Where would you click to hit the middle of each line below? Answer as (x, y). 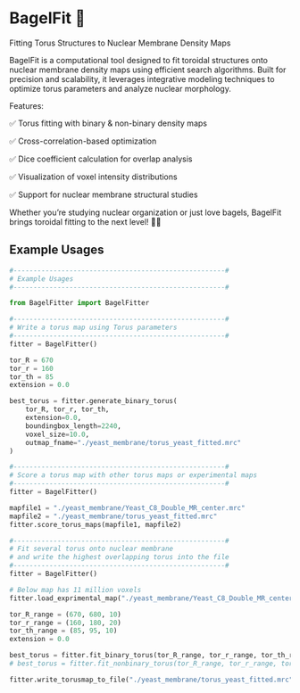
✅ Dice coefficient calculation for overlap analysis (101, 159)
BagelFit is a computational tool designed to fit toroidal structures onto (138, 60)
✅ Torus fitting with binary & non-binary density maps (108, 123)
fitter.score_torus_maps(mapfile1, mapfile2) (95, 524)
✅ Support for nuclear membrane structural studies (104, 194)
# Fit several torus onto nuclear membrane (92, 549)
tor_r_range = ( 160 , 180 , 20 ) (66, 623)
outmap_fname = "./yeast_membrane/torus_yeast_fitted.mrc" (133, 442)
